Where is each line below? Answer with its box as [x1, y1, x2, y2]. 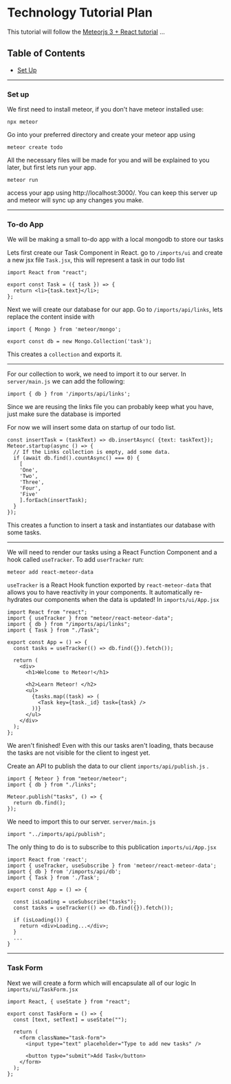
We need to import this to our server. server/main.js [7, 817, 156, 826]
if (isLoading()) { [13, 917, 69, 924]
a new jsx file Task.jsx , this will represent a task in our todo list [7, 256, 185, 264]
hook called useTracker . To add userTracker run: [7, 556, 144, 564]
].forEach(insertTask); [19, 497, 88, 504]
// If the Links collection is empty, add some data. [13, 449, 170, 456]
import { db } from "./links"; [7, 782, 97, 789]
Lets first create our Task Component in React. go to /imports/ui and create [7, 249, 223, 257]
